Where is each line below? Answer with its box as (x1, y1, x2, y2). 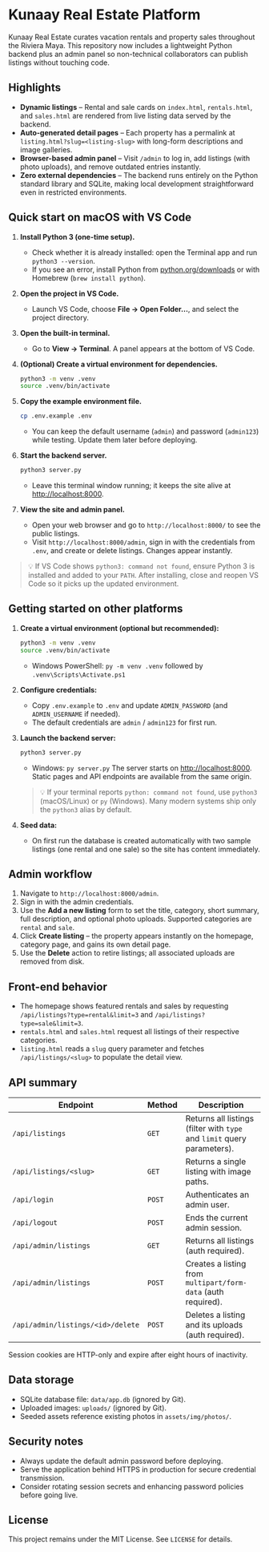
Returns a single (185, 1156, 247, 1167)
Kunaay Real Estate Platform (8, 6, 201, 24)
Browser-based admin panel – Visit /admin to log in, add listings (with (19, 153, 251, 163)
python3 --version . (31, 256, 96, 265)
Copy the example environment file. (19, 397, 143, 406)
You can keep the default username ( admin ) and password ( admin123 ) (31, 426, 259, 436)
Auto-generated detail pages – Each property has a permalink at (19, 127, 235, 137)
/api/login (12, 1194, 54, 1204)
